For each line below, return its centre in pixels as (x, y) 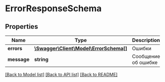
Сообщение (146, 56)
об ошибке (145, 62)
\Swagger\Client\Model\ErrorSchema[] (81, 48)
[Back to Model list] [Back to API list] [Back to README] (61, 74)
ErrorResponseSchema (54, 9)
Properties (22, 27)
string (41, 59)
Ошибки (142, 48)
